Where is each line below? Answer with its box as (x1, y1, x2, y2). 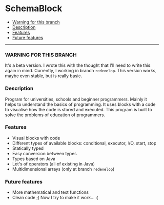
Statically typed (12, 145, 44, 151)
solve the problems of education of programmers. (5, 112, 105, 118)
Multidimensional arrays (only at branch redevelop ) (12, 166, 115, 172)
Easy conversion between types (12, 150, 77, 156)
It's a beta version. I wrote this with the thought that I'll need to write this (5, 62, 150, 68)
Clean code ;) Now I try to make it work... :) (12, 195, 99, 201)
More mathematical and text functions (12, 189, 89, 195)
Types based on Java (12, 156, 56, 162)
